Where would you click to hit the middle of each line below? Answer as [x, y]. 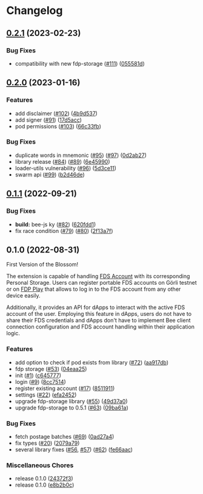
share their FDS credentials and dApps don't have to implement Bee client [98, 321]
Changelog [35, 11]
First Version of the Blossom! [42, 265]
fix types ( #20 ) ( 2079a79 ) [47, 443]
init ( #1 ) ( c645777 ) [38, 375]
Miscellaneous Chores [40, 465]
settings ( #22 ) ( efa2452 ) [46, 395]
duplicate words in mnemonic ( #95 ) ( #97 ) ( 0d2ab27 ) [81, 155]
